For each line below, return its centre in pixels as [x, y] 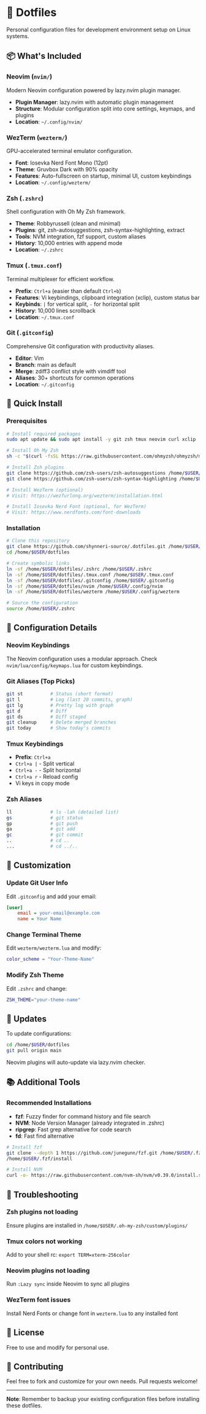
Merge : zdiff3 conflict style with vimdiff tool [71, 371]
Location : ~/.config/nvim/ [49, 122]
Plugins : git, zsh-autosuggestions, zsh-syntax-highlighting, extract [100, 230]
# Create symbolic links [38, 564]
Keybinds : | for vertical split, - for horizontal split [77, 304]
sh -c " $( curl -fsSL [33, 456]
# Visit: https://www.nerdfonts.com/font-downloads [74, 512]
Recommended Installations [49, 1103]
